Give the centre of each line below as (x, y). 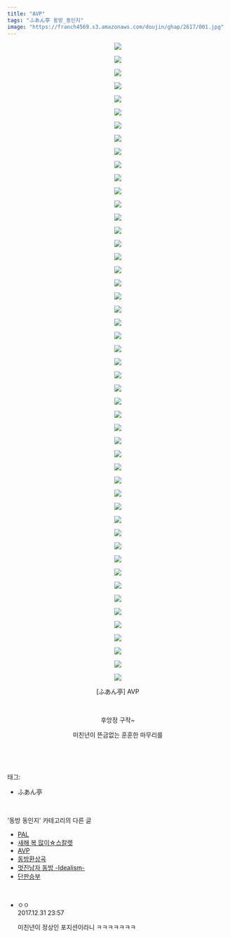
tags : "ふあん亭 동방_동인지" (46, 20)
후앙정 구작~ (118, 720)
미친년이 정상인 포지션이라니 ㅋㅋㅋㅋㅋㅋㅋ (77, 927)
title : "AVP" (26, 14)
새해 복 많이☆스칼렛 (45, 843)
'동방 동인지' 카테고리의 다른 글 (49, 820)
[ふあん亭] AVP (118, 692)
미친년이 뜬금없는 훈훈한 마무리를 (118, 735)
